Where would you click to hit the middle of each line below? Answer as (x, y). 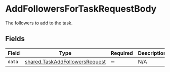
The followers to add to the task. (39, 23)
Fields (15, 39)
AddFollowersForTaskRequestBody (81, 9)
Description (152, 53)
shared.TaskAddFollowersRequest (65, 61)
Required (122, 53)
